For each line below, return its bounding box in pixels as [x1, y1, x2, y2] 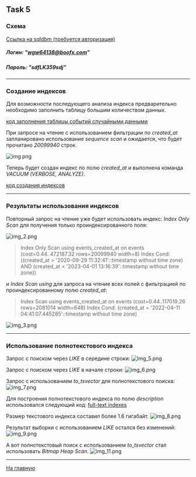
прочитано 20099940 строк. [6, 141, 77, 148]
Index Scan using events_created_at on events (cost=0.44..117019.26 [20, 298, 185, 305]
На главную [6, 464, 36, 471]
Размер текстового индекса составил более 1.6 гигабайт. [6, 412, 149, 420]
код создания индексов [6, 182, 65, 189]
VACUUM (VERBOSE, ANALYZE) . [6, 171, 86, 178]
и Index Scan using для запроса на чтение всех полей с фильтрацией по [6, 280, 186, 287]
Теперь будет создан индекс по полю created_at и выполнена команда [6, 164, 184, 171]
